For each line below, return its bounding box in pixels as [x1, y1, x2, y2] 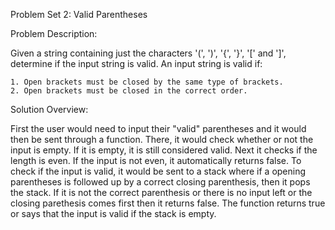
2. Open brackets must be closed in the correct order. [10, 86, 248, 96]
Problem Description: [10, 28, 98, 39]
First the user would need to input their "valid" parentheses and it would [10, 123, 307, 134]
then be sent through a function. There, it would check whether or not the [10, 134, 314, 145]
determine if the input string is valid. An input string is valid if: [10, 58, 263, 69]
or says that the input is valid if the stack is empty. [10, 208, 217, 219]
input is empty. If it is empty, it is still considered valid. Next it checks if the [10, 144, 318, 156]
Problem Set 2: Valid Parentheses [10, 9, 148, 20]
